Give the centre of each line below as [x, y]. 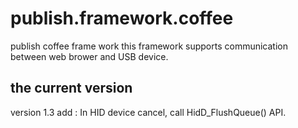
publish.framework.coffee [122, 18]
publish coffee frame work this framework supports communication [149, 46]
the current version [71, 88]
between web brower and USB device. [89, 56]
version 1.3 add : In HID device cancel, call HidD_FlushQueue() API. [148, 112]
